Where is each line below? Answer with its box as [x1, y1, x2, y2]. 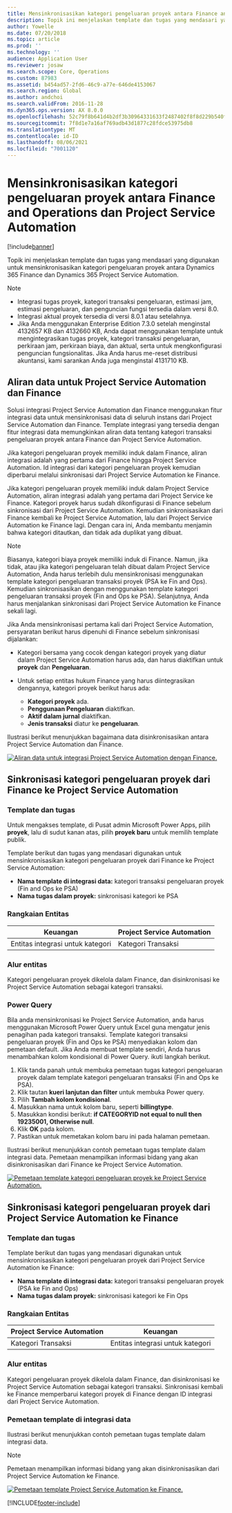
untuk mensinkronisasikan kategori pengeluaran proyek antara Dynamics [7, 263, 215, 271]
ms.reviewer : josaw [7, 62, 64, 69]
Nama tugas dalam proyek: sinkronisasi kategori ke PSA [17, 892, 179, 900]
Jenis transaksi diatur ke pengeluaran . [27, 719, 140, 728]
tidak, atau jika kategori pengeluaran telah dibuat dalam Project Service [7, 562, 211, 570]
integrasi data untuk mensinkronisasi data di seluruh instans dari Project [7, 413, 212, 421]
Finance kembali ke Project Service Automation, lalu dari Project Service [7, 514, 213, 522]
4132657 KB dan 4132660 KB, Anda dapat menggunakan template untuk [17, 326, 223, 335]
